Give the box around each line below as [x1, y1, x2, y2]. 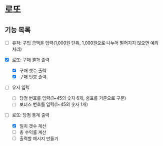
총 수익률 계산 [19, 129, 46, 135]
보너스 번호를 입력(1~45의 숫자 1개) [19, 101, 88, 107]
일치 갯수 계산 [19, 123, 46, 129]
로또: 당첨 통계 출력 [11, 112, 49, 118]
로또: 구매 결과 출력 [11, 57, 49, 63]
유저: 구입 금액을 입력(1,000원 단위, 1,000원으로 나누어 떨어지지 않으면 [11, 40, 149, 46]
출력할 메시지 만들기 [19, 135, 58, 141]
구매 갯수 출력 [19, 68, 46, 74]
